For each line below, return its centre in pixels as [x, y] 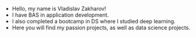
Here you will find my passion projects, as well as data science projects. [101, 27]
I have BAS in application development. [60, 15]
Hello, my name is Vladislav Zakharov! [59, 9]
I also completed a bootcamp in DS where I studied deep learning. [93, 21]
